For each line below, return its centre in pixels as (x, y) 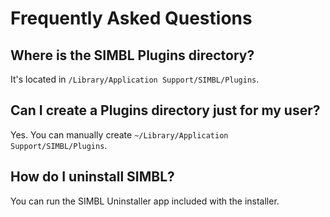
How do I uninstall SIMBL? (92, 177)
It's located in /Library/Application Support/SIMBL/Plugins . (135, 79)
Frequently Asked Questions (131, 18)
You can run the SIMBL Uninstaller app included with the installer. (145, 201)
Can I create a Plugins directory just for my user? (165, 110)
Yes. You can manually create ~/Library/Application (119, 134)
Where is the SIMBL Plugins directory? (132, 55)
